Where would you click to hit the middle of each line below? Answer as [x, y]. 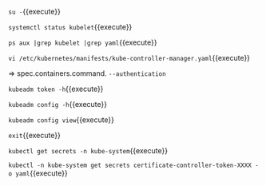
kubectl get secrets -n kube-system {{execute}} [88, 150]
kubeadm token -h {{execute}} [56, 89]
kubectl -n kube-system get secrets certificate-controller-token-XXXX [130, 165]
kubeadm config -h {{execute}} [58, 104]
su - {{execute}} [35, 12]
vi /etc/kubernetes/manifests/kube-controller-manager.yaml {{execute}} [129, 58]
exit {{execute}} [35, 135]
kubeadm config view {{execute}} [61, 120]
